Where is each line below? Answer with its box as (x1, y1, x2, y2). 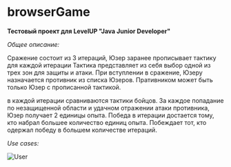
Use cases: (7, 139, 39, 147)
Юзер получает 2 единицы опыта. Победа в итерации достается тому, (7, 111, 215, 119)
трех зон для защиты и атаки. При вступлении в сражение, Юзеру (7, 68, 203, 77)
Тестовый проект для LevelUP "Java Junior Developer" (7, 27, 171, 35)
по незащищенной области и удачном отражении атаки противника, (7, 104, 210, 112)
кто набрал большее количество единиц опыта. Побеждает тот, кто (7, 118, 207, 126)
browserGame (7, 4, 91, 20)
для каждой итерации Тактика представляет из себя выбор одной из (7, 61, 211, 69)
